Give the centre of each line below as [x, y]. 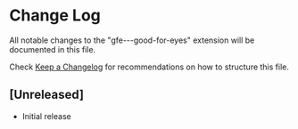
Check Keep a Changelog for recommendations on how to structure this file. [149, 67]
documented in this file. [53, 49]
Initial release [46, 116]
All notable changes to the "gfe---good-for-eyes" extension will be [132, 40]
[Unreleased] [47, 95]
